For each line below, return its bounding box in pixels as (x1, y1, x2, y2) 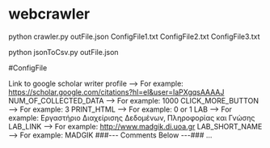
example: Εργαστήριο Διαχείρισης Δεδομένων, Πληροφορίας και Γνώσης (8, 112, 255, 122)
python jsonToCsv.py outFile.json (8, 47, 119, 57)
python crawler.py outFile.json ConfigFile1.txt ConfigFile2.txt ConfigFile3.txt (8, 32, 260, 41)
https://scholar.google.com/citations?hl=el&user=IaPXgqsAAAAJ (8, 87, 225, 97)
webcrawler (8, 5, 91, 23)
